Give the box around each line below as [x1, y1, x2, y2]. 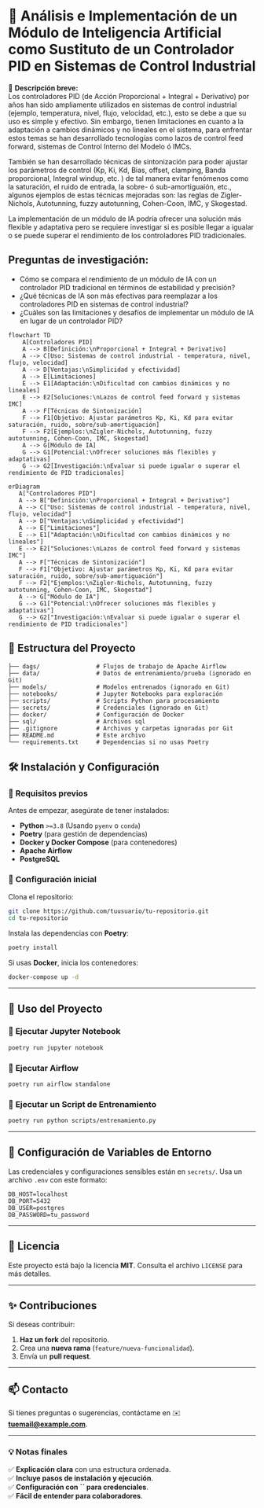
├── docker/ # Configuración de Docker [8, 711, 185, 719]
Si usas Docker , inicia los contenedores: [8, 958, 139, 968]
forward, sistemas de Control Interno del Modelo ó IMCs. [8, 142, 192, 151]
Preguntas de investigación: [8, 253, 149, 267]
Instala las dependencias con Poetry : [8, 929, 130, 938]
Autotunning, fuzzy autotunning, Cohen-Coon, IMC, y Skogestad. [36, 198, 247, 208]
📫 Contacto [8, 1383, 68, 1396]
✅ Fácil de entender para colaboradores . [8, 1491, 143, 1500]
